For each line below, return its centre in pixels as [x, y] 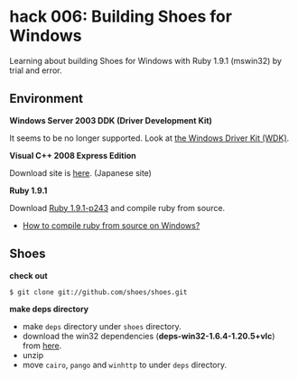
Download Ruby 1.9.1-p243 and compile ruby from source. [117, 208]
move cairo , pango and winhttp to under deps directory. [125, 365]
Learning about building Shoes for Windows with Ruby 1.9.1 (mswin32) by [146, 60]
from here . [42, 346]
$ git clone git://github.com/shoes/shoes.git [98, 292]
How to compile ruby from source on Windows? [111, 225]
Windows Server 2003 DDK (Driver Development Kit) [111, 120]
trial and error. [36, 70]
